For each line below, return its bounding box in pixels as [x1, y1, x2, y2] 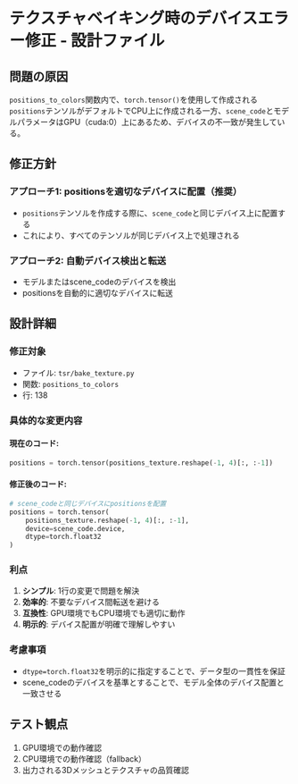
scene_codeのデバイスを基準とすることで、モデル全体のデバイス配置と [21, 677, 286, 687]
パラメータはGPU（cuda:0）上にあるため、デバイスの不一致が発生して [16, 117, 278, 127]
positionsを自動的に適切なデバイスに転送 [21, 287, 174, 298]
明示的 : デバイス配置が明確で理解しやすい [21, 619, 176, 630]
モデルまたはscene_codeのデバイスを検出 [21, 276, 177, 287]
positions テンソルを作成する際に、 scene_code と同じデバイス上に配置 [21, 207, 278, 218]
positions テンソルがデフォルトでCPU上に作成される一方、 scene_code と [9, 105, 274, 116]
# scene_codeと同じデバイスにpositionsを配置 [9, 499, 167, 508]
